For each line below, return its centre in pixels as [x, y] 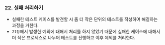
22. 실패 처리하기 [24, 7]
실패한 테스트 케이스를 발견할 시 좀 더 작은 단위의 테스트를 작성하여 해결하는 [85, 19]
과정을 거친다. [25, 25]
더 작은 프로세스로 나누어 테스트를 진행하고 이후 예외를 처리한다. [73, 38]
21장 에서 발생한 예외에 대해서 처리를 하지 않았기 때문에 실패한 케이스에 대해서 [86, 32]
